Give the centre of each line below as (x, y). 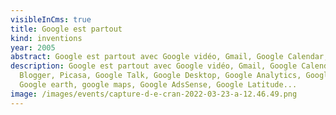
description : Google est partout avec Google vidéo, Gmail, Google (154, 66)
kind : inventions (46, 38)
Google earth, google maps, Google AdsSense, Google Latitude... (158, 85)
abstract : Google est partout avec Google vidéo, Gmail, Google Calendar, (169, 57)
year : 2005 (33, 47)
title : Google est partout (66, 29)
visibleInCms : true (51, 19)
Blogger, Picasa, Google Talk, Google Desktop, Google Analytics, (160, 76)
